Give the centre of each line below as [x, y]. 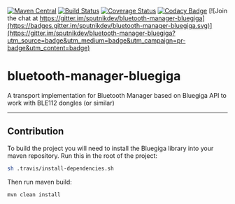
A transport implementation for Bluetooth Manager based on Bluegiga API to [117, 95]
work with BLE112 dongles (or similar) [61, 103]
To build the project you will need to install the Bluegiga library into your [111, 148]
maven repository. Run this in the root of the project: [82, 155]
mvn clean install [34, 195]
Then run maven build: [40, 182]
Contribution [36, 132]
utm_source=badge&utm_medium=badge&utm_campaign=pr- [97, 41]
